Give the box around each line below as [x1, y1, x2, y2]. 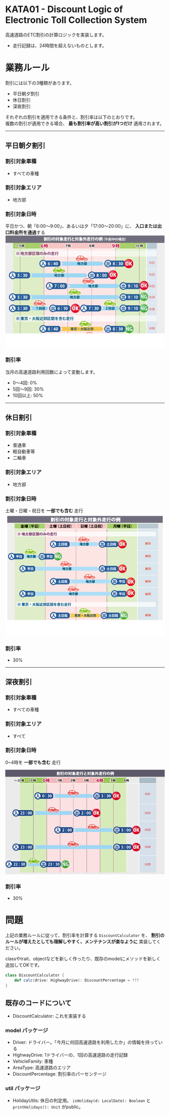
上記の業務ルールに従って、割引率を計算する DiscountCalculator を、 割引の [5, 932, 165, 938]
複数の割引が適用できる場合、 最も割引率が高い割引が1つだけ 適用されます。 [5, 120, 164, 126]
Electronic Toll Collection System [5, 14, 147, 26]
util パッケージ [5, 1085, 40, 1092]
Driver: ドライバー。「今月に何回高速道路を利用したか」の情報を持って [12, 1040, 158, 1046]
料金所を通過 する [9, 229, 46, 236]
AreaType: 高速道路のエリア [12, 1065, 71, 1071]
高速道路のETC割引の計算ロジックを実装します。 [5, 31, 107, 37]
